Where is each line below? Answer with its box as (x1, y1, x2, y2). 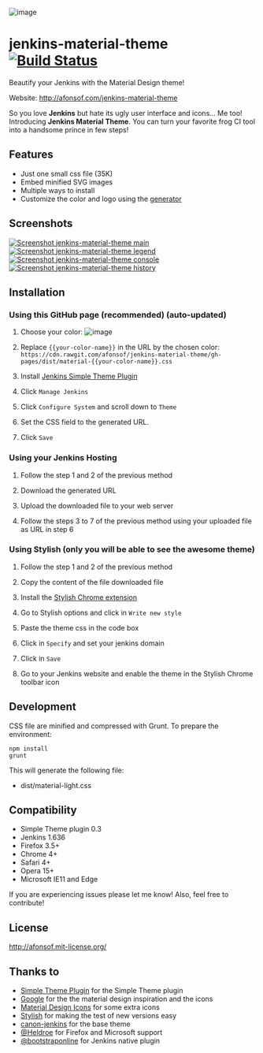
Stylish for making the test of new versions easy (20, 1011, 177, 1021)
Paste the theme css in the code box (20, 623, 139, 632)
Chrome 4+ (20, 850, 58, 859)
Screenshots (9, 217, 73, 230)
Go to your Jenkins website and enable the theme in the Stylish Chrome (20, 668, 254, 678)
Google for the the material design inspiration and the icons (20, 994, 213, 1004)
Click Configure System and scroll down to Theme (20, 402, 177, 411)
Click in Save (20, 653, 61, 663)
